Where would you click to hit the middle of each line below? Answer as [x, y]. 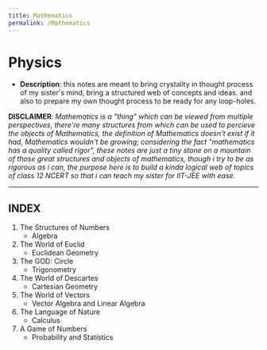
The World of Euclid [52, 244]
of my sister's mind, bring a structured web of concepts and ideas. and [136, 93]
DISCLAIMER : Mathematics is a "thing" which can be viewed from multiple [131, 117]
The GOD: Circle [46, 261]
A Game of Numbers [53, 329]
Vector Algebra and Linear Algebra [88, 304]
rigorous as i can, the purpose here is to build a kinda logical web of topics [131, 167]
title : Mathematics [41, 16]
